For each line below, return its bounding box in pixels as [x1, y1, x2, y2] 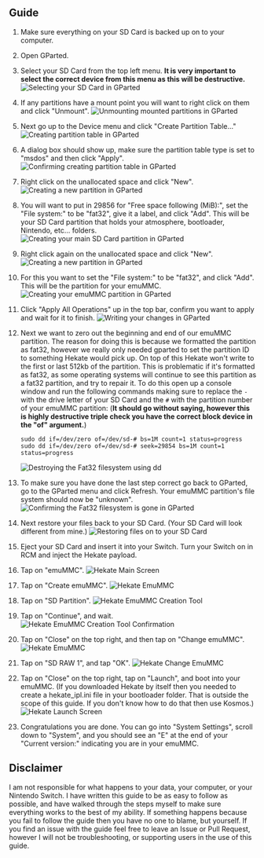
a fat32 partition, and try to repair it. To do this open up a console [20, 378, 233, 387]
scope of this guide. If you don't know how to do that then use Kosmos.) [20, 698, 255, 708]
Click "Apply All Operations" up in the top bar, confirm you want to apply [20, 304, 255, 313]
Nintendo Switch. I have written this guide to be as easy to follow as [9, 790, 229, 800]
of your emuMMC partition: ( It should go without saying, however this [20, 403, 251, 412]
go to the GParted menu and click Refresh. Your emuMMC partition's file [20, 486, 255, 496]
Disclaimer [9, 761, 63, 775]
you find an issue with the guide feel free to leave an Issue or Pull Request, [9, 824, 251, 834]
